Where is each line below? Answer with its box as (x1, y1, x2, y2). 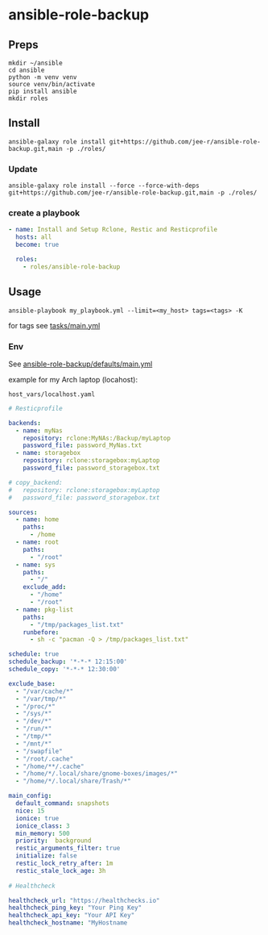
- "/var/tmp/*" (15, 695, 67, 703)
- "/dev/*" (15, 717, 52, 725)
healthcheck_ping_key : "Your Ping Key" (8, 904, 142, 912)
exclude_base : (8, 679, 56, 687)
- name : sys (15, 561, 56, 569)
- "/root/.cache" (15, 754, 74, 763)
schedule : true (8, 650, 60, 658)
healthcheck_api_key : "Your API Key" (8, 912, 135, 920)
